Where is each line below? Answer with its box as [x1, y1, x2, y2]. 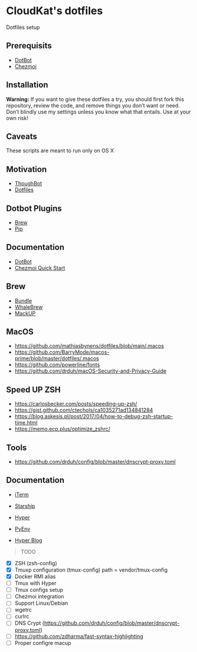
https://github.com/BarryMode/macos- [14, 348, 110, 356]
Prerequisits [6, 41, 52, 51]
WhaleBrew [14, 303, 43, 311]
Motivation [6, 164, 47, 174]
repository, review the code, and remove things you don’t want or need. [6, 102, 180, 109]
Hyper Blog [14, 536, 42, 544]
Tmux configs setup [14, 586, 64, 594]
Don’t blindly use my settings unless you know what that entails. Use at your [6, 108, 192, 115]
